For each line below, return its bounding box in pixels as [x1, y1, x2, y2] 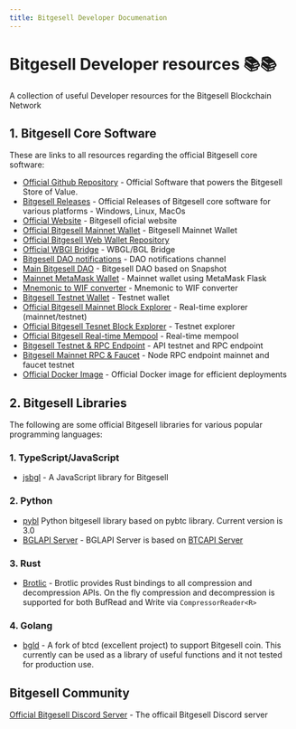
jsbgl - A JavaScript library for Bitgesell [22, 472, 169, 483]
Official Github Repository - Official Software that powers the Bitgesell [22, 177, 282, 188]
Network [9, 99, 42, 110]
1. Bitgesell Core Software [9, 126, 157, 141]
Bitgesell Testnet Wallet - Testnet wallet [22, 292, 170, 303]
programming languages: [9, 429, 103, 440]
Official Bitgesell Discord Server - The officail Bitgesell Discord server [9, 709, 268, 720]
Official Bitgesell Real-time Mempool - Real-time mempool [22, 331, 239, 342]
